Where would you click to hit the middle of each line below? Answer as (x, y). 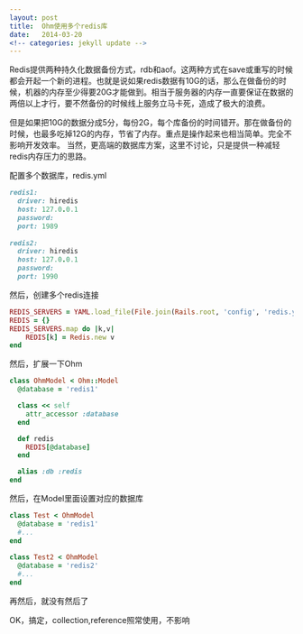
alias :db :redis (50, 472)
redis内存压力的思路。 (50, 156)
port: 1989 (38, 226)
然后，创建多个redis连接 (54, 295)
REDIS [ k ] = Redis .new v (70, 337)
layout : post (34, 18)
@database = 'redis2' (58, 566)
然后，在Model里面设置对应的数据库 (77, 498)
